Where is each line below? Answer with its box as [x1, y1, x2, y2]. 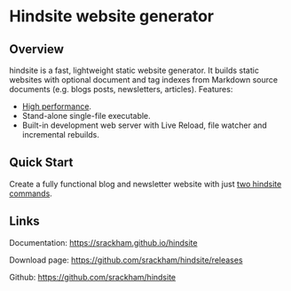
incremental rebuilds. [21, 130, 100, 139]
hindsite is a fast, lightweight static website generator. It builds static [9, 65, 260, 75]
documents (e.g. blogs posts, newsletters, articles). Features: [9, 84, 233, 94]
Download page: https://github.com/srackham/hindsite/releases [9, 255, 243, 265]
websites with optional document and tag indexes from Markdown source [9, 75, 278, 85]
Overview [9, 42, 65, 57]
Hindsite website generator [9, 6, 215, 27]
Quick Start [9, 155, 74, 170]
